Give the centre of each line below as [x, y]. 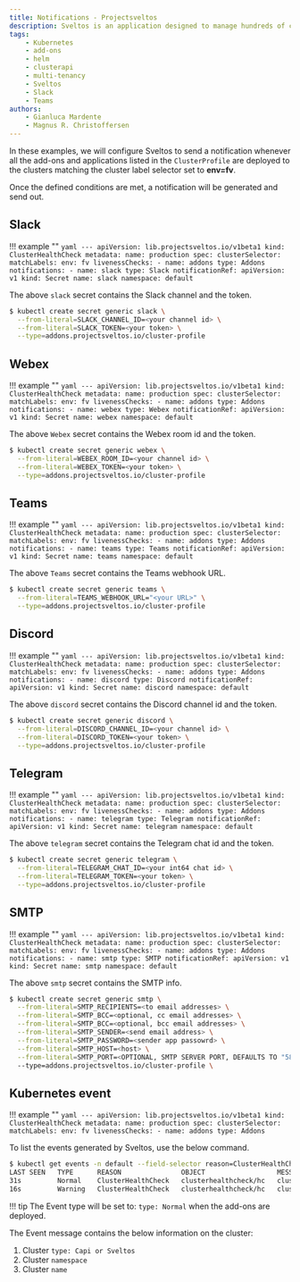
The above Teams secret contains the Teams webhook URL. [117, 574]
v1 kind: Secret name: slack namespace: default [101, 278]
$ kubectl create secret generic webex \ [87, 451]
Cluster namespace [54, 1260]
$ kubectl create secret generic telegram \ [93, 860]
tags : [19, 34]
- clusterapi [50, 68]
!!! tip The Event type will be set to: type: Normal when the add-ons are [140, 1206]
